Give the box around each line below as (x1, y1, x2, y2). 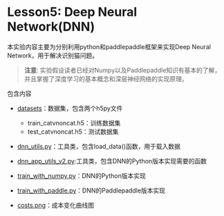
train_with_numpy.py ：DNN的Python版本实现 (17, 171, 147, 180)
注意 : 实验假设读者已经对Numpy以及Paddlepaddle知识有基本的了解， (24, 66, 221, 74)
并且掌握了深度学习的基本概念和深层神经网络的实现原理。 (24, 74, 188, 83)
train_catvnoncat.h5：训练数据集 (27, 118, 121, 127)
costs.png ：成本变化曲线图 (17, 201, 95, 209)
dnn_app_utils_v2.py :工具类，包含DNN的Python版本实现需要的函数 (17, 156, 207, 165)
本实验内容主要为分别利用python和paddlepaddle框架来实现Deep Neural (7, 42, 211, 51)
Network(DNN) (7, 19, 95, 35)
